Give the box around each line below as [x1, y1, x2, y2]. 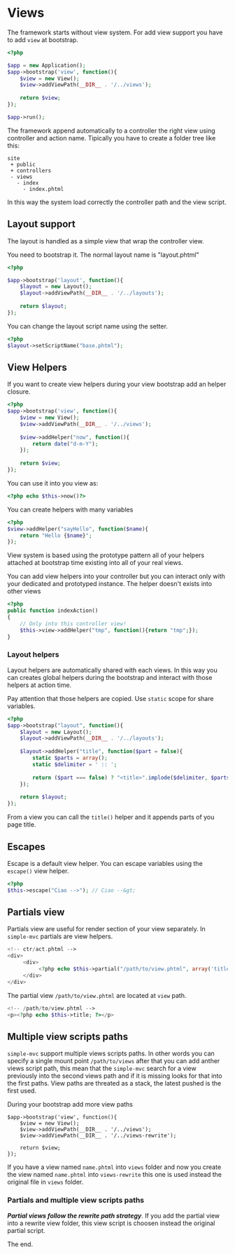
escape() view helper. [7, 867, 69, 875]
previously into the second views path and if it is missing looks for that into [7, 1072, 222, 1080]
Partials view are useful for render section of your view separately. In [7, 925, 206, 933]
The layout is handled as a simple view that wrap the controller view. [7, 236, 204, 245]
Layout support [7, 218, 76, 230]
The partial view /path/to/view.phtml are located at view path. [7, 991, 187, 999]
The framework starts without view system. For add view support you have [7, 28, 223, 36]
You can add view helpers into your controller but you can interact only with [7, 572, 225, 580]
